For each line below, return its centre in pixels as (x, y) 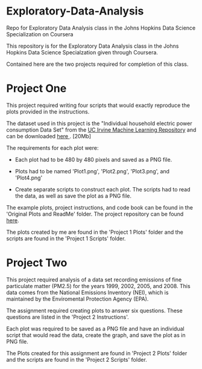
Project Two (37, 263)
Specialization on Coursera (40, 34)
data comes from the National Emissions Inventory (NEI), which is (87, 292)
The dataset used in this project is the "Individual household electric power (99, 123)
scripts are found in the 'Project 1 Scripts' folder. (66, 238)
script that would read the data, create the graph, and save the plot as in (96, 335)
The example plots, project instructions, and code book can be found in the (99, 207)
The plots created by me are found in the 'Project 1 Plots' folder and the (95, 232)
